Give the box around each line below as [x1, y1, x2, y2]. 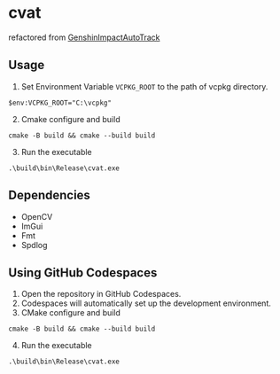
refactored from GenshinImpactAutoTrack [8, 32, 160, 43]
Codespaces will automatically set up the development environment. [20, 298, 271, 308]
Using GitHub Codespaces [8, 265, 158, 280]
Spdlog [20, 239, 48, 250]
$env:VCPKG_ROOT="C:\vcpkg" [8, 98, 113, 107]
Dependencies [8, 188, 90, 203]
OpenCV [20, 211, 53, 222]
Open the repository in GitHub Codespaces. [20, 289, 182, 300]
